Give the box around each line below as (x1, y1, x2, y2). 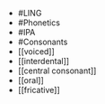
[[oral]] (17, 75, 44, 85)
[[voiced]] (17, 46, 56, 57)
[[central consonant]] (17, 65, 97, 76)
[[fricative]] (17, 85, 60, 95)
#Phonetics (17, 17, 61, 28)
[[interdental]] (17, 56, 70, 66)
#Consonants (17, 36, 68, 47)
